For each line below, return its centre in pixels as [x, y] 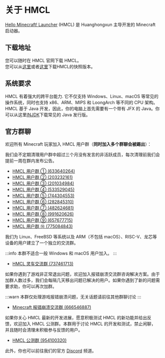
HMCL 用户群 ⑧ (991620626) [43, 214]
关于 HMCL [28, 10]
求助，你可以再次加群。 [33, 286]
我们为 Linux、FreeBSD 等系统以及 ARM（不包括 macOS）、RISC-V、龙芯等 [81, 237]
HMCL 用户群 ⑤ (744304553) [43, 196]
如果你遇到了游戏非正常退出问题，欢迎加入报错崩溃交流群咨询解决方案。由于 [82, 274]
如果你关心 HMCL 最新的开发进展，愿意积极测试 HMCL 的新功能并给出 [76, 318]
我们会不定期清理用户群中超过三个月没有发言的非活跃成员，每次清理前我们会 [82, 154]
